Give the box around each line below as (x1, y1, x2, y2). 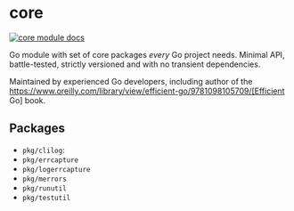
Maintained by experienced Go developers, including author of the (9, 76, 253, 86)
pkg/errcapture (21, 155, 79, 165)
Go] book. (9, 94, 46, 105)
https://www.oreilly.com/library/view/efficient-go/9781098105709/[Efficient (9, 85, 285, 96)
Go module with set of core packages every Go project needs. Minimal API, (9, 49, 285, 60)
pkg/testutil (21, 193, 71, 202)
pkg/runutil (21, 183, 67, 193)
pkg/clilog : (21, 144, 65, 155)
